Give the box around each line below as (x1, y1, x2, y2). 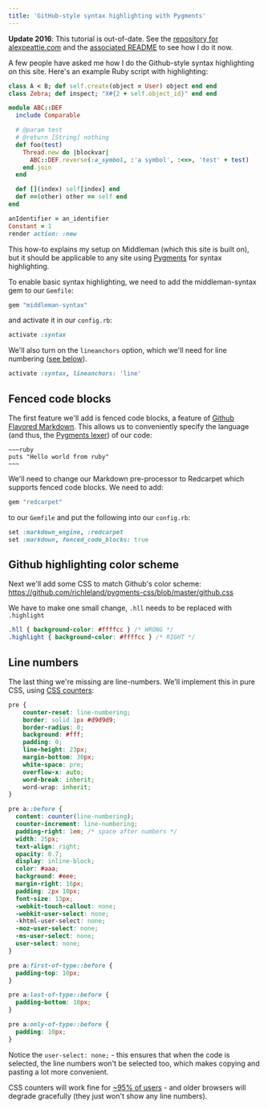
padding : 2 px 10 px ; (15, 887, 81, 895)
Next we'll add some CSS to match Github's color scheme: (8, 579, 202, 589)
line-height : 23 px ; (22, 746, 88, 754)
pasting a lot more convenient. (8, 1066, 109, 1077)
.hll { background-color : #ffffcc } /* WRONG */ (8, 626, 174, 634)
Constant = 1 (8, 222, 52, 230)
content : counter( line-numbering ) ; (15, 812, 135, 820)
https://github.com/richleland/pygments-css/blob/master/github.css (8, 587, 234, 597)
